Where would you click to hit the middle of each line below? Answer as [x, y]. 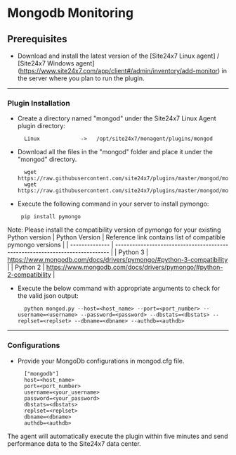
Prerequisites [37, 39]
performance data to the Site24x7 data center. [74, 443]
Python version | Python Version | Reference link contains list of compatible [117, 237]
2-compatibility [29, 275]
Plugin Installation [39, 103]
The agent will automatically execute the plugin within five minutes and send [118, 436]
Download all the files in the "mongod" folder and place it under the [115, 152]
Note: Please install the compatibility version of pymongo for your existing [114, 230]
